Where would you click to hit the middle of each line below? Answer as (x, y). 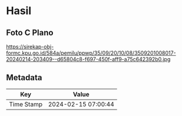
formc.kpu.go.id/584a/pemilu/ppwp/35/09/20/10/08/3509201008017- (91, 53)
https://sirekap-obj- (30, 47)
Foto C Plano (30, 33)
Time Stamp (26, 104)
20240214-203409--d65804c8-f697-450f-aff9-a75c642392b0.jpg (88, 59)
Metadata (24, 78)
